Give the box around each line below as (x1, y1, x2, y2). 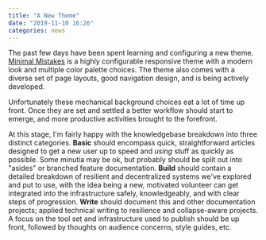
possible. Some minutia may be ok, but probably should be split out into (8, 155, 243, 165)
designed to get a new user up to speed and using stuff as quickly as (8, 146, 234, 156)
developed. (8, 82, 45, 91)
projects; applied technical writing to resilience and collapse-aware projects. (8, 206, 258, 215)
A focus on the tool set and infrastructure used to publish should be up (8, 214, 240, 223)
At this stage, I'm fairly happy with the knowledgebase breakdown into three (8, 130, 258, 139)
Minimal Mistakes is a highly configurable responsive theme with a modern (8, 56, 253, 66)
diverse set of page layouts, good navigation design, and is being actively (8, 73, 249, 83)
